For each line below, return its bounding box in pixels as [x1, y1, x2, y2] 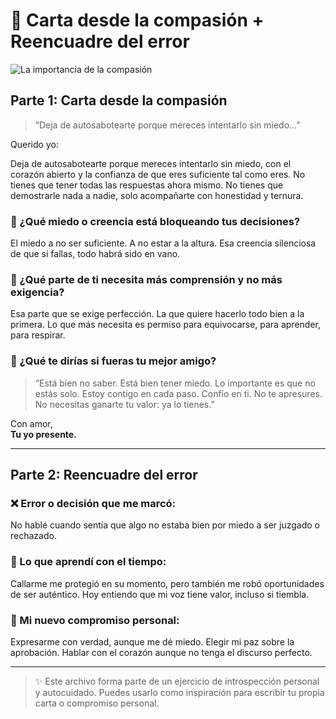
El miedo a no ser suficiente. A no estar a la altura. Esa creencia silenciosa [10, 237, 317, 249]
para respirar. [10, 329, 66, 341]
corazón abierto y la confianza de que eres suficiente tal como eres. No [10, 168, 306, 180]
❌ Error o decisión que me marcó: [10, 496, 177, 510]
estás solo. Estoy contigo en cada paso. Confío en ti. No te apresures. [34, 387, 323, 399]
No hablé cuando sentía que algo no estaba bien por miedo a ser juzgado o [10, 519, 321, 531]
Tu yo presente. [10, 428, 77, 440]
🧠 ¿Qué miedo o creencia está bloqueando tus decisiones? [10, 214, 301, 228]
